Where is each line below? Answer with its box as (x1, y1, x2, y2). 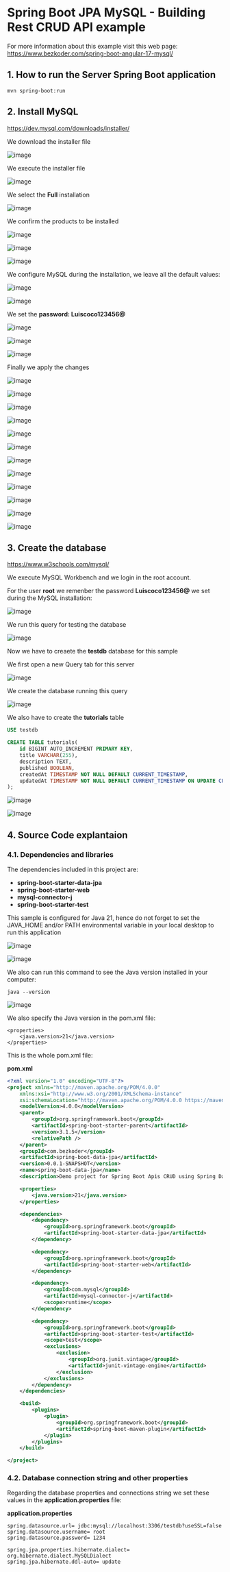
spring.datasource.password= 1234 (7, 1534, 106, 1542)
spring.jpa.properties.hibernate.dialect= (7, 1547, 130, 1554)
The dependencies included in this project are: (7, 865, 138, 873)
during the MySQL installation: (7, 594, 92, 602)
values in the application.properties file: (7, 1496, 122, 1504)
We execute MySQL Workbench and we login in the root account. (7, 573, 192, 582)
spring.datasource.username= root (7, 1529, 106, 1536)
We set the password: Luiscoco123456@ (7, 310, 126, 318)
